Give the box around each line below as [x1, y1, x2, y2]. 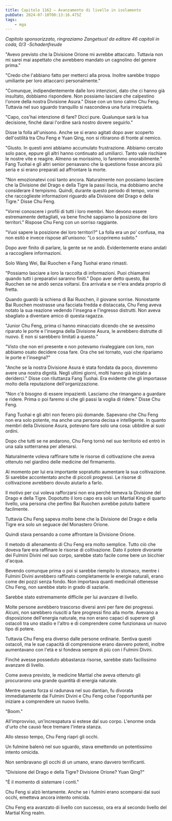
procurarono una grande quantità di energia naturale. [5, 678, 118, 684]
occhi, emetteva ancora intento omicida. [5, 794, 90, 800]
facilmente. [5, 506, 29, 512]
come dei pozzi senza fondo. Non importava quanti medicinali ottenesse [5, 579, 158, 585]
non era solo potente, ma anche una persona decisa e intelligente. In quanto [5, 417, 166, 423]
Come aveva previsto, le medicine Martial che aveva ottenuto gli [5, 672, 141, 678]
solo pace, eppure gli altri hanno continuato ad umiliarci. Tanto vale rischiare [5, 150, 167, 157]
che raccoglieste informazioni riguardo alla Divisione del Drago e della [5, 193, 154, 199]
